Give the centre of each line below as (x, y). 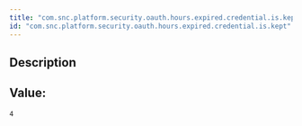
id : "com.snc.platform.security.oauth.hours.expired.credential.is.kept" (151, 26)
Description (43, 63)
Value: (28, 93)
